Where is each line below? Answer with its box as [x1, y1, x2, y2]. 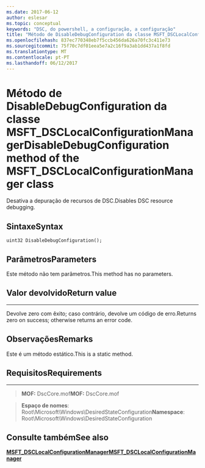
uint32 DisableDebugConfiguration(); [6, 237, 103, 244]
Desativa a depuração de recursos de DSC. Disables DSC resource [6, 197, 173, 204]
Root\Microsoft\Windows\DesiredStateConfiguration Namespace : [21, 408, 185, 416]
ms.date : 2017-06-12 [6, 9, 59, 15]
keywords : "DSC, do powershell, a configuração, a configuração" [6, 26, 176, 32]
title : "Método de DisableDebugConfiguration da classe [6, 32, 151, 38]
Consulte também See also [6, 432, 109, 442]
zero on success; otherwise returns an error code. [6, 316, 133, 323]
